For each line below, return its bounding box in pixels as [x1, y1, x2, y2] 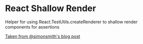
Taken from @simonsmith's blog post [5, 33, 80, 39]
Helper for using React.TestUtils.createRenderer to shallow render [5, 19, 138, 25]
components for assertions [5, 24, 60, 29]
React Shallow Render [5, 3, 96, 14]
